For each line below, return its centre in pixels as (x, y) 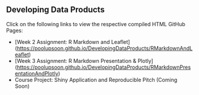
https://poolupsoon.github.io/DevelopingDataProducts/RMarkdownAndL (105, 48)
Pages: (15, 30)
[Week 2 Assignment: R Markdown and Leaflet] (72, 42)
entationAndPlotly (36, 73)
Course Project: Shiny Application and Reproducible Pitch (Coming (96, 80)
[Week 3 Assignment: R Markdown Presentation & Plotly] (84, 61)
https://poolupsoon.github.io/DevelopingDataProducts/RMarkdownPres (104, 67)
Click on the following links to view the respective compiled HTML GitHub (96, 24)
